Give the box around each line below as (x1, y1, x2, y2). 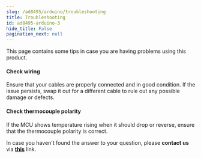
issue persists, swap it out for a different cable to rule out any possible (6, 88, 180, 95)
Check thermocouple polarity (6, 108, 82, 115)
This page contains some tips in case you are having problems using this (6, 47, 186, 55)
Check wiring (6, 67, 40, 75)
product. (6, 54, 28, 61)
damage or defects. (6, 94, 55, 101)
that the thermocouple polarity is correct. (6, 127, 108, 135)
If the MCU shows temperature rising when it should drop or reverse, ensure (6, 121, 195, 128)
